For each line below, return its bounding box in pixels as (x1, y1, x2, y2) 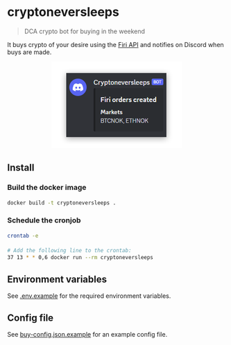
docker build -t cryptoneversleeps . (7, 199, 117, 206)
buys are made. (7, 48, 52, 56)
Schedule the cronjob (7, 215, 81, 225)
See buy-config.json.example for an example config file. (7, 330, 168, 338)
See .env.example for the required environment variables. (7, 292, 171, 300)
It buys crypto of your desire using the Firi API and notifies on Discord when (7, 40, 224, 48)
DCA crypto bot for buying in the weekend (24, 27, 146, 35)
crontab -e (7, 232, 39, 239)
